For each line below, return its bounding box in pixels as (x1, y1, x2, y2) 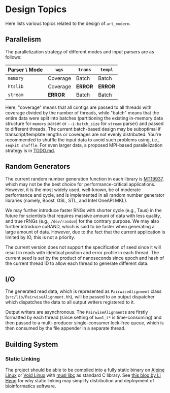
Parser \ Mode (8, 66, 43, 73)
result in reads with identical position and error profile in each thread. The (5, 249, 159, 255)
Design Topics (5, 4, 67, 15)
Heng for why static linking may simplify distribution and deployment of (5, 378, 155, 384)
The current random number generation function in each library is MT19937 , (5, 175, 164, 182)
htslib (8, 83, 24, 89)
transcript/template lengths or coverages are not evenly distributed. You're (5, 131, 161, 137)
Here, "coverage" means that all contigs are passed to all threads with (5, 104, 152, 110)
